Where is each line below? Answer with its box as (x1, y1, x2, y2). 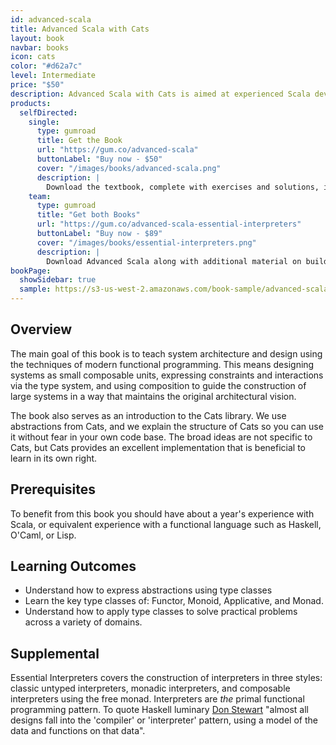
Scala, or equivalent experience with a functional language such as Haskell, (10, 518, 322, 530)
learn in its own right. (10, 452, 98, 464)
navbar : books (10, 42, 70, 53)
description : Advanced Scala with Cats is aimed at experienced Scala (10, 89, 311, 99)
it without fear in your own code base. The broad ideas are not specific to (10, 431, 313, 443)
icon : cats (10, 52, 56, 62)
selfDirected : (19, 107, 78, 118)
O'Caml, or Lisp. (10, 529, 77, 541)
